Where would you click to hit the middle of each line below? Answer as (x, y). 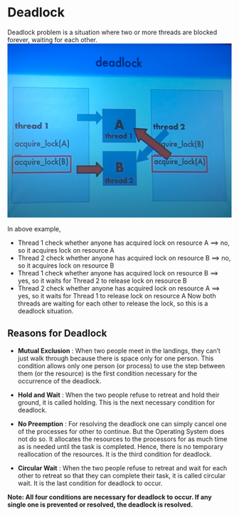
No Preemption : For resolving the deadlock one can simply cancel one (122, 424)
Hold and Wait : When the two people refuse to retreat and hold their (118, 395)
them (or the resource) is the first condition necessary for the (107, 373)
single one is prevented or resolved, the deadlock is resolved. (100, 505)
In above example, (34, 228)
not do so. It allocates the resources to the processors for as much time (122, 439)
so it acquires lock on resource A (66, 250)
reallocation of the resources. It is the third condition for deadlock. (115, 454)
